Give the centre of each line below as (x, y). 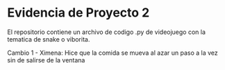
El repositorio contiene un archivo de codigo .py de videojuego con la (107, 32)
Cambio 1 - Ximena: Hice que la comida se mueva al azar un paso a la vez (112, 53)
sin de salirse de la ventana (46, 60)
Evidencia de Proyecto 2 (78, 13)
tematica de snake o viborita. (49, 39)
